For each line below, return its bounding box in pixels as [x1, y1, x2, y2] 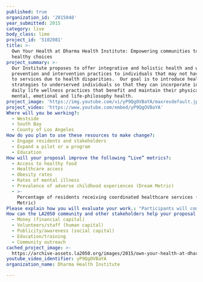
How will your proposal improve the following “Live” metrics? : [6, 155, 172, 161]
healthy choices [11, 54, 53, 60]
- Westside [11, 115, 39, 121]
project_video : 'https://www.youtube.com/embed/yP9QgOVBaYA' [6, 104, 164, 111]
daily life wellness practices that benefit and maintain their [11, 88, 177, 94]
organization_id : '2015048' [6, 14, 77, 21]
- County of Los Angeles [11, 127, 74, 133]
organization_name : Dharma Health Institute [6, 261, 120, 268]
